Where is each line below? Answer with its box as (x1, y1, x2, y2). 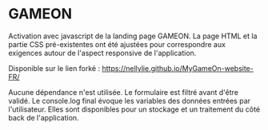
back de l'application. (8, 112, 79, 122)
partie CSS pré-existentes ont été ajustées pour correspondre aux (8, 39, 226, 49)
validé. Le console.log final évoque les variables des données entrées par (8, 96, 250, 105)
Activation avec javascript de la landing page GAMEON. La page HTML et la (8, 31, 258, 41)
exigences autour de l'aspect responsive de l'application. (8, 48, 197, 57)
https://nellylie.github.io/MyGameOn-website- (102, 63, 254, 73)
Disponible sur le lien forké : (8, 63, 101, 73)
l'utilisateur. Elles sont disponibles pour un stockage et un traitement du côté (8, 104, 261, 114)
